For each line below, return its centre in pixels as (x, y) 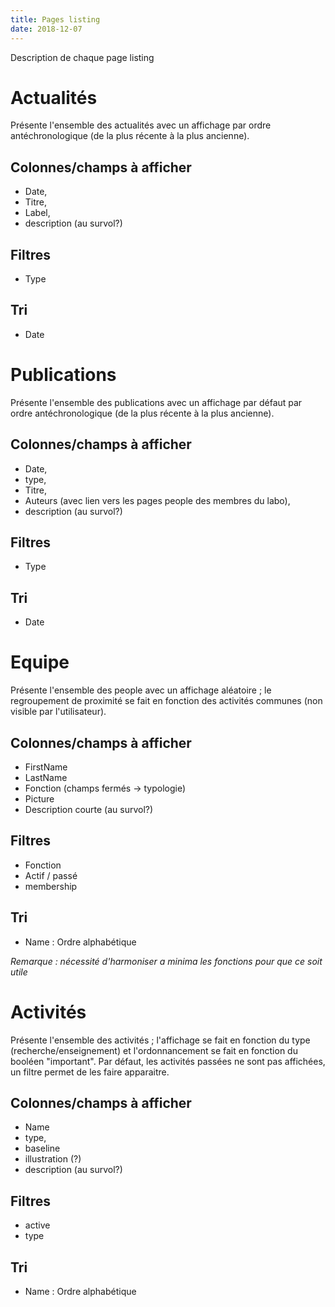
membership (51, 886)
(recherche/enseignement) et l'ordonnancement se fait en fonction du (154, 1050)
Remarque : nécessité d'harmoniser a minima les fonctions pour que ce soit (166, 961)
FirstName (46, 767)
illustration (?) (53, 1159)
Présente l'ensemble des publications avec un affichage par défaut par (156, 402)
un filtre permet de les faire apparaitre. (90, 1072)
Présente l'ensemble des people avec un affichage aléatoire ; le (141, 690)
